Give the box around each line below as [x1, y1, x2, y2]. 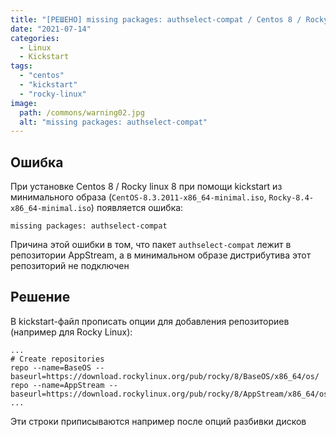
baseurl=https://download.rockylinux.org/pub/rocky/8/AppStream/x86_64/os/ [10, 389, 333, 399]
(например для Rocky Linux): [10, 326, 133, 338]
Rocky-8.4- [268, 193, 315, 203]
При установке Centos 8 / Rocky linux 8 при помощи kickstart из [10, 181, 283, 193]
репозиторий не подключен [10, 260, 130, 272]
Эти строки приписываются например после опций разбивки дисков [10, 415, 307, 427]
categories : [10, 33, 60, 43]
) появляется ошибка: [90, 202, 184, 214]
